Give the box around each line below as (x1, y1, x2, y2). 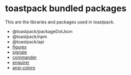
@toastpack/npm (12, 34, 48, 39)
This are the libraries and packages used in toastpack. (5, 19, 115, 25)
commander (12, 54, 37, 60)
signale (12, 49, 27, 55)
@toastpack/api (12, 38, 45, 44)
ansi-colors (12, 64, 35, 71)
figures (12, 44, 27, 50)
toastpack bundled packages (5, 3, 127, 14)
